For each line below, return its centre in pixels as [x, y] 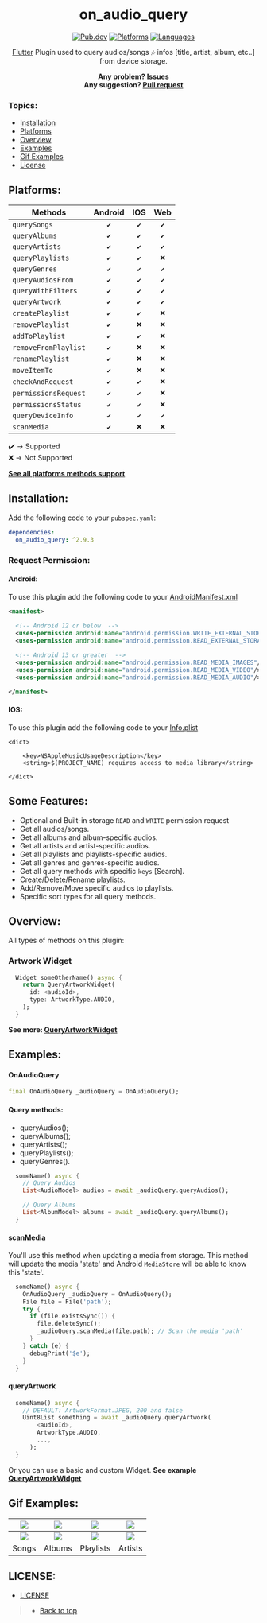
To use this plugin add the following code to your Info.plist [103, 727]
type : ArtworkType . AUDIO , [72, 1000]
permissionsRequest [49, 393]
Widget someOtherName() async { [69, 977]
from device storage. [133, 60]
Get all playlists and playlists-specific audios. [93, 854]
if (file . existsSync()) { [72, 1316]
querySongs [33, 225]
